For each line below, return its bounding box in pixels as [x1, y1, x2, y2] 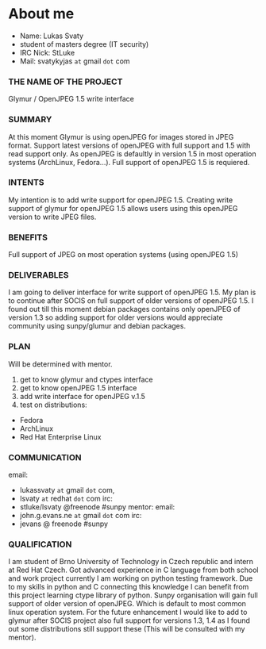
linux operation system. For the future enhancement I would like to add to [8, 608, 248, 617]
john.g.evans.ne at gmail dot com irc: [19, 511, 142, 520]
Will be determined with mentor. [8, 359, 113, 369]
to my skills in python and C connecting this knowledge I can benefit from [8, 582, 249, 592]
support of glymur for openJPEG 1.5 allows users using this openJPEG [8, 203, 238, 213]
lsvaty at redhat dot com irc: [19, 493, 114, 504]
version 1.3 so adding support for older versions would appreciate [8, 313, 224, 322]
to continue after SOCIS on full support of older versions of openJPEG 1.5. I [8, 296, 254, 305]
